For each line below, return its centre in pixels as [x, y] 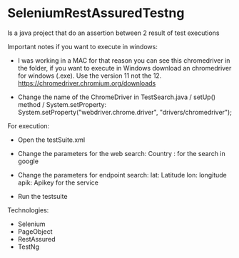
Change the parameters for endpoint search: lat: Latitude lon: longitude [122, 175]
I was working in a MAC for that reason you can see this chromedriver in [124, 60]
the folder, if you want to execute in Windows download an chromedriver [124, 68]
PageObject [35, 231]
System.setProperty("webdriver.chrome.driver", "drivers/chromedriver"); [124, 112]
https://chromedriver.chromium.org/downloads [87, 83]
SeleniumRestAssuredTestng [96, 13]
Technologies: [28, 210]
